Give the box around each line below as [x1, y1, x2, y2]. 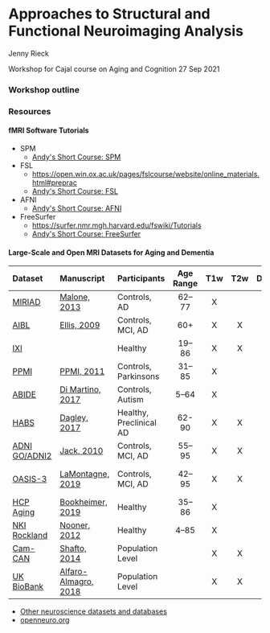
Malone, [59, 291, 91, 302]
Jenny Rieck [8, 48, 50, 58]
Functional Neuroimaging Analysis [8, 22, 243, 40]
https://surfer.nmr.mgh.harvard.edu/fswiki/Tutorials [31, 220, 202, 230]
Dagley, [59, 412, 88, 423]
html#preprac [31, 178, 78, 187]
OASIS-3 [12, 474, 47, 485]
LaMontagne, [59, 468, 110, 479]
